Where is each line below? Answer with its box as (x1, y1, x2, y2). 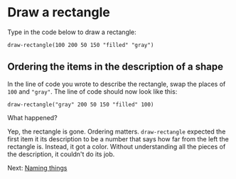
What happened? (7, 113, 58, 121)
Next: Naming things (7, 163, 68, 172)
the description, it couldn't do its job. (7, 150, 115, 158)
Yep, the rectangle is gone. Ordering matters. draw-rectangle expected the (7, 127, 226, 136)
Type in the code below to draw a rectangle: (7, 28, 136, 36)
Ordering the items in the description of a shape (7, 61, 224, 73)
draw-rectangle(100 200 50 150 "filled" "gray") (7, 41, 154, 48)
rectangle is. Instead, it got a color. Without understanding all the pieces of (7, 142, 226, 151)
